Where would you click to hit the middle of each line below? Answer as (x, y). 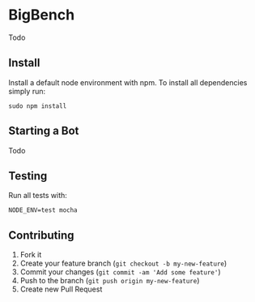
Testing (28, 176)
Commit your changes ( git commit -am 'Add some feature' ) (120, 272)
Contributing (41, 235)
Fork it (31, 255)
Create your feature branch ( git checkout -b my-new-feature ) (123, 263)
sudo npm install (38, 106)
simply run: (27, 91)
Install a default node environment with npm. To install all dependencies (128, 82)
